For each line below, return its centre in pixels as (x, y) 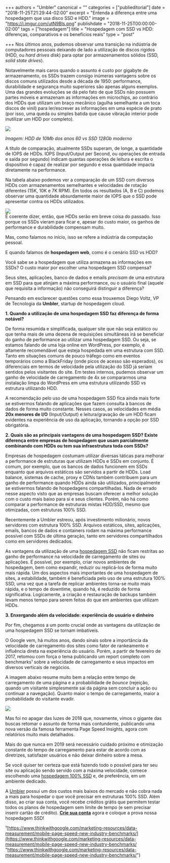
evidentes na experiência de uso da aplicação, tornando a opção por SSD (82, 420)
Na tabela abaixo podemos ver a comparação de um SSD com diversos (80, 180)
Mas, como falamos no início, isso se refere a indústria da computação (79, 237)
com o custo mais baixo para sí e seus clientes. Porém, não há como (77, 499)
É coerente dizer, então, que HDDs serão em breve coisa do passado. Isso (83, 216)
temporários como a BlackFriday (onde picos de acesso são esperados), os (84, 361)
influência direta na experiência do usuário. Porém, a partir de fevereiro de (83, 651)
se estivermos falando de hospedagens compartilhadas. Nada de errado (81, 488)
